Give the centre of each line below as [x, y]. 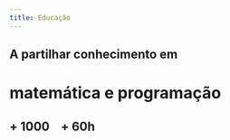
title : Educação [40, 18]
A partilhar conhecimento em [94, 55]
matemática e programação [115, 93]
